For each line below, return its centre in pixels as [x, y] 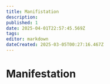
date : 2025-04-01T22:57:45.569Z [46, 28]
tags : [13, 34]
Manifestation [41, 74]
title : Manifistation [33, 12]
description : [22, 17]
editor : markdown [27, 39]
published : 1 [22, 22]
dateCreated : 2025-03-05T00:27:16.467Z [55, 45]
